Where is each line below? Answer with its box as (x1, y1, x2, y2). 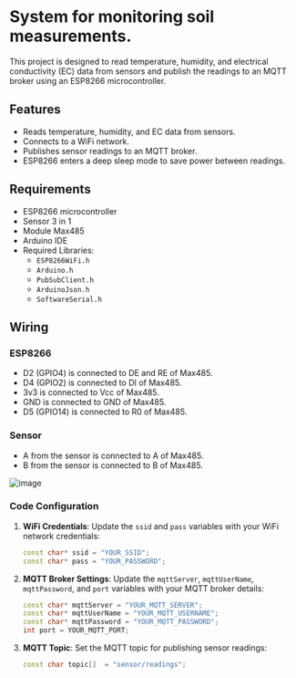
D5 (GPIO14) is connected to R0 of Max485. (22, 406, 188, 417)
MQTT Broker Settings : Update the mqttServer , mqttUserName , (22, 573, 254, 584)
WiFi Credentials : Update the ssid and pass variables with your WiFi (22, 520, 280, 531)
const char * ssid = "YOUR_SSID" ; (22, 548, 150, 558)
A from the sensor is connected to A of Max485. (22, 450, 204, 461)
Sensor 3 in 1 (22, 215, 72, 226)
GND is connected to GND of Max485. (22, 397, 167, 408)
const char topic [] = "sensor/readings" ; (22, 660, 187, 670)
